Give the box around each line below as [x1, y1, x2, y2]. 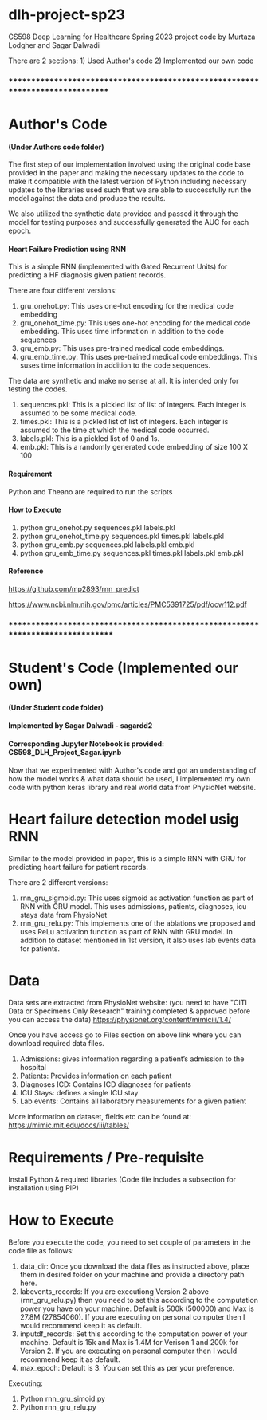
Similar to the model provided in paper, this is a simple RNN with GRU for [8, 853, 247, 863]
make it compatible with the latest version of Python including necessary [8, 177, 247, 187]
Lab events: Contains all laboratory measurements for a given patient [19, 1096, 247, 1106]
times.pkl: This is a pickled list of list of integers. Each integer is [19, 417, 229, 427]
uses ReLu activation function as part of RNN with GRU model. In [19, 926, 233, 936]
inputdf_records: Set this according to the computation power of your [19, 1329, 248, 1339]
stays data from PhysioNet [19, 910, 108, 919]
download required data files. [8, 1039, 105, 1048]
